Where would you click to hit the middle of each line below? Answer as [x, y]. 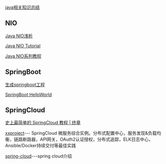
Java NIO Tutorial [23, 46]
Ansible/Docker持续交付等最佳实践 [41, 146]
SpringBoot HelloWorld [29, 94]
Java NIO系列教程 [23, 56]
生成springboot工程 [25, 84]
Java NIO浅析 [19, 36]
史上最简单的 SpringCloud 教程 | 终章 [43, 123]
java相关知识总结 [22, 7]
